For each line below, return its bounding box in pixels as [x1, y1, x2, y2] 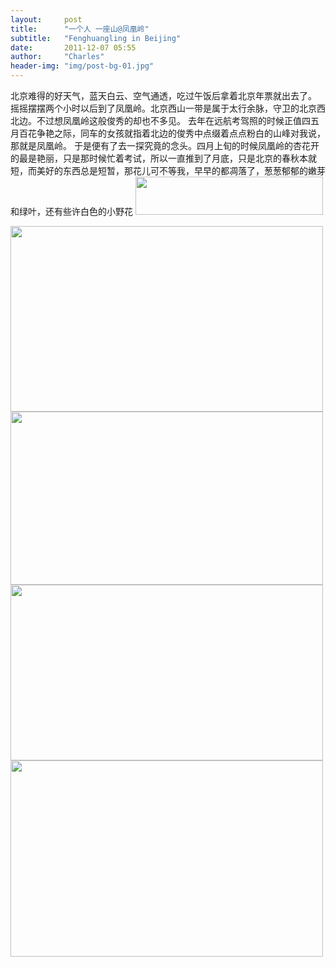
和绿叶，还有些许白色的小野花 [10, 206, 133, 217]
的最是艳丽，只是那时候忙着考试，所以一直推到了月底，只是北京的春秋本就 [10, 152, 317, 164]
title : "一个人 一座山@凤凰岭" [10, 24, 150, 34]
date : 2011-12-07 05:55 [10, 42, 137, 53]
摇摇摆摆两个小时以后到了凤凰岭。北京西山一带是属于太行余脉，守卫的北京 [10, 102, 317, 114]
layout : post [10, 14, 83, 25]
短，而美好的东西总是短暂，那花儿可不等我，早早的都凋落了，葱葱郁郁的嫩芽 [10, 165, 326, 176]
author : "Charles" [10, 52, 105, 62]
